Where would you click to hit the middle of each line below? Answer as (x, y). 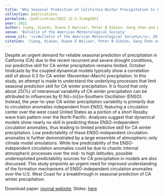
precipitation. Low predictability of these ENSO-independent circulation (76, 132)
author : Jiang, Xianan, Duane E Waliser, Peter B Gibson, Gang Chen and (80, 28)
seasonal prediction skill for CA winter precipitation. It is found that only (76, 86)
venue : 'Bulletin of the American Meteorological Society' (66, 32)
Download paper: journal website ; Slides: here (51, 188)
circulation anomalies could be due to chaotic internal (85, 148)
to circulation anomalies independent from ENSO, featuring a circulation (77, 107)
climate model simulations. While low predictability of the (62, 143)
